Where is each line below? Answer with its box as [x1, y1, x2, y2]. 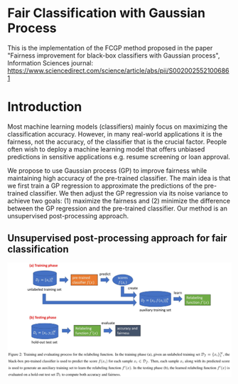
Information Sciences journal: [7, 58, 94, 67]
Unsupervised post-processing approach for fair [7, 233, 227, 245]
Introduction [7, 99, 82, 115]
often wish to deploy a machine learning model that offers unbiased [7, 144, 205, 154]
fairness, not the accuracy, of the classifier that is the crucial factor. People [7, 137, 227, 146]
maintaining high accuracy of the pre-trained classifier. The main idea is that [7, 174, 231, 182]
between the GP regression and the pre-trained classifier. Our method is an [7, 204, 227, 213]
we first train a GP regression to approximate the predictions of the [7, 181, 203, 190]
